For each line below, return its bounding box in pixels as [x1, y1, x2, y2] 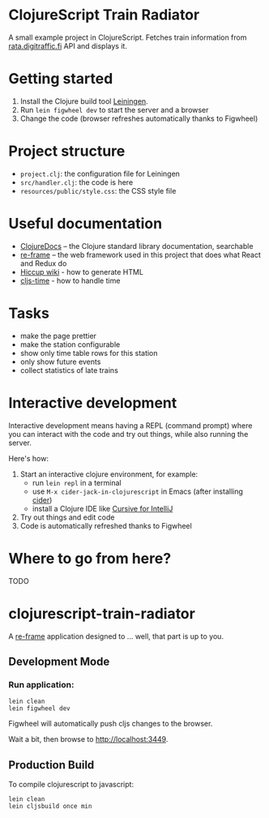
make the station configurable [19, 339, 121, 349]
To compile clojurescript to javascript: [8, 780, 134, 789]
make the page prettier [19, 331, 97, 340]
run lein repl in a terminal [32, 478, 122, 487]
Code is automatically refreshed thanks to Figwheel [19, 520, 192, 530]
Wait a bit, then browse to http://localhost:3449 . [8, 734, 169, 744]
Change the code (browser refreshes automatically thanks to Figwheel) [19, 113, 258, 123]
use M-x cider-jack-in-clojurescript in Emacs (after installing [32, 486, 243, 496]
